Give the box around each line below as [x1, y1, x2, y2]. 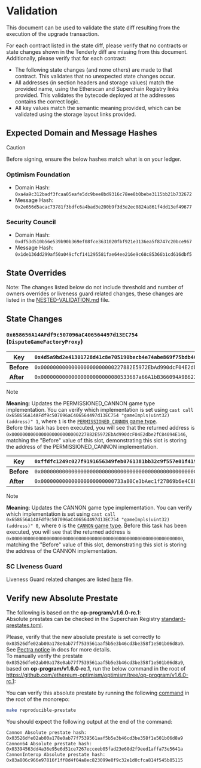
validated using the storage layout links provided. [14, 111, 136, 118]
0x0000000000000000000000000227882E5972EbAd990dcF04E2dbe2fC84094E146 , [6, 430, 187, 437]
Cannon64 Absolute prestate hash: [6, 741, 93, 746]
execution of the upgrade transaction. [6, 30, 99, 37]
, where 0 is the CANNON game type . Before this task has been [38, 522, 187, 529]
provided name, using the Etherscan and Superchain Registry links [14, 85, 179, 92]
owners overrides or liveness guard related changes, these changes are [6, 290, 184, 297]
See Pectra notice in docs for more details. [6, 645, 112, 653]
